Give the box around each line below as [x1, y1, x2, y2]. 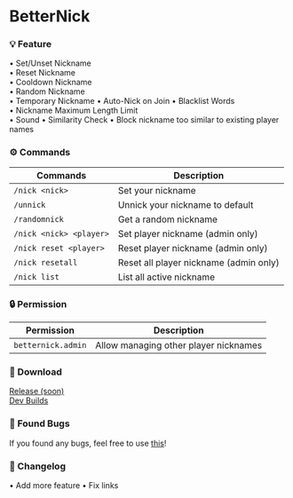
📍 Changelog [9, 460, 67, 472]
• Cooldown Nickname [9, 77, 92, 88]
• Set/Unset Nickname [9, 58, 91, 68]
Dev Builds [9, 395, 49, 406]
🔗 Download [9, 366, 62, 378]
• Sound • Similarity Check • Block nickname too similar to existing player [9, 115, 280, 125]
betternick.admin [13, 340, 87, 351]
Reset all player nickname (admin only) [117, 256, 280, 268]
